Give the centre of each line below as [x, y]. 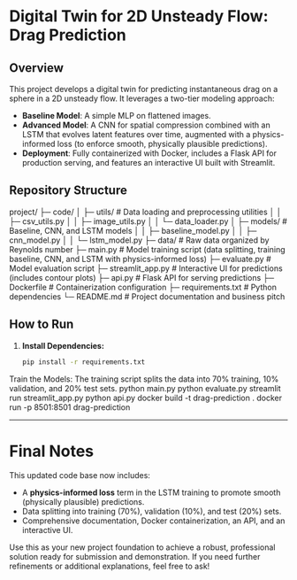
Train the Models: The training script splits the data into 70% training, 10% [144, 379]
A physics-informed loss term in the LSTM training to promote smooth [151, 492]
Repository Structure [69, 191]
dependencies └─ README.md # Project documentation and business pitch [147, 296]
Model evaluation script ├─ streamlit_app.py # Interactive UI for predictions [146, 268]
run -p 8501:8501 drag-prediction [70, 407]
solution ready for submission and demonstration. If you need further [135, 557]
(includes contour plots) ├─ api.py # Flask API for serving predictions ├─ [142, 277]
